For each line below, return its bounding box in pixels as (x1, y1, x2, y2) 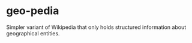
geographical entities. (6, 29, 60, 37)
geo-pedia (6, 4, 59, 18)
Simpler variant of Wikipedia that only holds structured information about (6, 24, 187, 31)
